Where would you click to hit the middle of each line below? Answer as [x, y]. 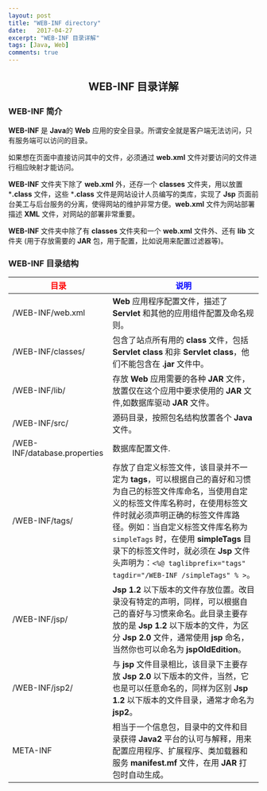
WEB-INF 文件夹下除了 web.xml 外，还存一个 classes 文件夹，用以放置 [126, 184]
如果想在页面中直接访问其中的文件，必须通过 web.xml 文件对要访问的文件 [129, 157]
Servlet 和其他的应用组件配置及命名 [179, 313]
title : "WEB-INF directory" [55, 23]
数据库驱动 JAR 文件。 [172, 403]
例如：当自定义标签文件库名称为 [188, 527]
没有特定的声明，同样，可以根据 [180, 602]
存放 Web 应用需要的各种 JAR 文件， [181, 379]
